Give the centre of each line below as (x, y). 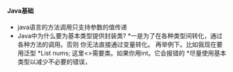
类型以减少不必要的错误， (54, 62)
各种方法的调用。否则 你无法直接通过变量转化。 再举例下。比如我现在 (117, 44)
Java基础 (21, 10)
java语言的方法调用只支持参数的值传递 (72, 27)
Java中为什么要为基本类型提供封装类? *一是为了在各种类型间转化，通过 (120, 36)
